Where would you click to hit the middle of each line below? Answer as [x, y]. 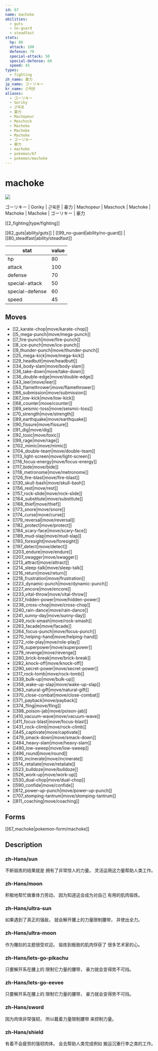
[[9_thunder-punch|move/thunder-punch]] [56, 350]
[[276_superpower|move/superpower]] [52, 648]
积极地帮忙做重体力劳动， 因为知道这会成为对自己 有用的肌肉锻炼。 [74, 895]
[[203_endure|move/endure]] [42, 552]
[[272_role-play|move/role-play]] [46, 642]
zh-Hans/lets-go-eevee [34, 983]
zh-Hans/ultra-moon [31, 933]
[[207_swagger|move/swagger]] [45, 557]
